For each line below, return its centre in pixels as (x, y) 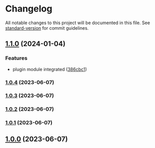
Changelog (29, 9)
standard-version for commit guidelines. (47, 28)
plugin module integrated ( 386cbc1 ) (50, 69)
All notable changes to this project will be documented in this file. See (78, 23)
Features (16, 58)
